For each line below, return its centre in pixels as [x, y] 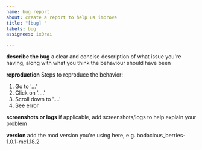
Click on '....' [30, 93]
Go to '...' [26, 86]
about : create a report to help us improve [62, 17]
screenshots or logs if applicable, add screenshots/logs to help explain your [101, 117]
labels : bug [21, 29]
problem [17, 123]
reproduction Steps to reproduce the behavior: [65, 75]
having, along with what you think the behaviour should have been [89, 63]
